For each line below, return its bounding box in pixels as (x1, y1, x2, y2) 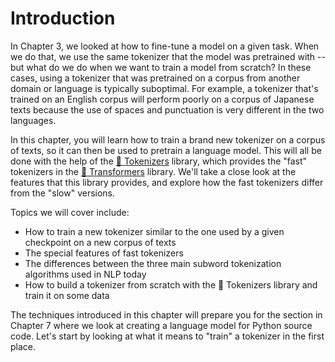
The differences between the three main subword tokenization (24, 257, 282, 269)
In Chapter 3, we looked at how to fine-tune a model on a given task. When (10, 40, 320, 52)
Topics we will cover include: (10, 206, 130, 218)
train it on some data (24, 289, 110, 301)
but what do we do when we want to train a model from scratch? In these (10, 61, 312, 73)
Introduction (10, 7, 116, 30)
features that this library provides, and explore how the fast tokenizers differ (10, 176, 324, 188)
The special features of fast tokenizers (24, 247, 184, 259)
